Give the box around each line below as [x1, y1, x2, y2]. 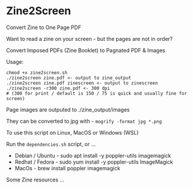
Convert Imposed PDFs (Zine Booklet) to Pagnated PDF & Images [6, 46, 166, 54]
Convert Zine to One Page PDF [6, 24, 81, 31]
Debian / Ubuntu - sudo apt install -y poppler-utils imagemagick [14, 152, 171, 159]
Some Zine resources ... [6, 176, 65, 183]
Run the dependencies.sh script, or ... [6, 141, 96, 148]
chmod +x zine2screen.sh [6, 69, 68, 75]
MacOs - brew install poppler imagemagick [14, 164, 121, 171]
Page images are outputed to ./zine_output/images [6, 106, 130, 113]
